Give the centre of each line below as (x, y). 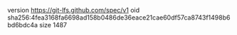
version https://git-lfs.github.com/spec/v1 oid (74, 10)
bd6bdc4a (22, 25)
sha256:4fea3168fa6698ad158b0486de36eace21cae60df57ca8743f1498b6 (119, 17)
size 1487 (53, 25)
